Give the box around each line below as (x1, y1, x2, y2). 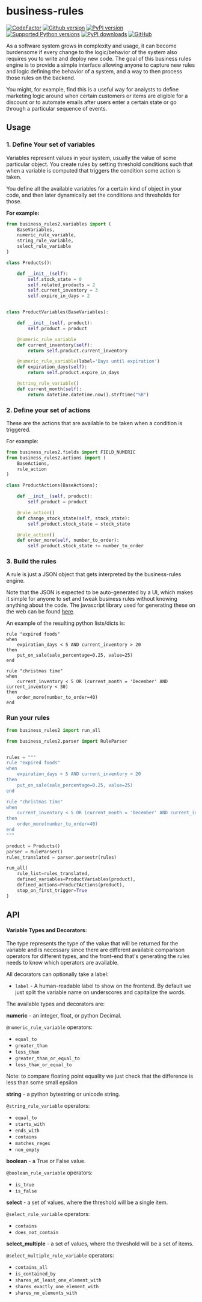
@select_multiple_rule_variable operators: (6, 1252, 114, 1259)
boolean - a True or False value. (6, 1158, 86, 1165)
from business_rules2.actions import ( (6, 455, 106, 461)
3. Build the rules (6, 557, 57, 566)
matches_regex (14, 1141, 50, 1147)
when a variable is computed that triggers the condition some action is (6, 167, 181, 174)
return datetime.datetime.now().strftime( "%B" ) (28, 392, 149, 398)
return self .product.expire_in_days (28, 370, 120, 376)
